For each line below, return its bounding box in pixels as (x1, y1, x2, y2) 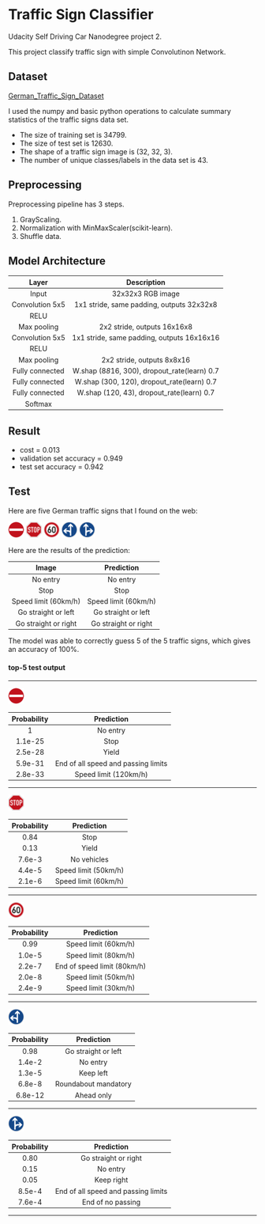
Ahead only (74, 1090, 112, 1100)
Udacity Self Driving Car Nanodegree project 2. (8, 32, 162, 41)
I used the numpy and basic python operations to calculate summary (8, 106, 231, 116)
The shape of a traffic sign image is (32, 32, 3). (19, 146, 174, 156)
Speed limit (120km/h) (74, 769, 148, 779)
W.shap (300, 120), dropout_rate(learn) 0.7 (74, 377, 218, 387)
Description (125, 277, 166, 286)
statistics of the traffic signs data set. (8, 115, 129, 124)
